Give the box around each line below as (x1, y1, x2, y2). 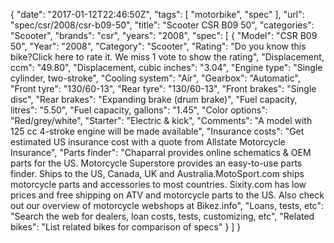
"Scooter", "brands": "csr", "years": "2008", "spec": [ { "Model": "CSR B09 (10, 30, 318, 41)
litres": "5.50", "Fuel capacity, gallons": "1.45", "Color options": (10, 104, 268, 116)
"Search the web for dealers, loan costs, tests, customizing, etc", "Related (10, 210, 315, 222)
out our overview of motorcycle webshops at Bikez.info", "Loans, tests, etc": (10, 200, 324, 211)
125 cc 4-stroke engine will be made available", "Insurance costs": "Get (10, 125, 305, 137)
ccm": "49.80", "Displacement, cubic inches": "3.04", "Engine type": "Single (10, 62, 323, 73)
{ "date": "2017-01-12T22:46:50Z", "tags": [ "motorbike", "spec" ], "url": (10, 9, 305, 20)
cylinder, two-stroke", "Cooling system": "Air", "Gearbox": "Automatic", (10, 72, 301, 84)
